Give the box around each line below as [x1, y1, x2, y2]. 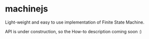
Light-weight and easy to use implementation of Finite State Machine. [5, 19, 145, 25]
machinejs [5, 3, 48, 14]
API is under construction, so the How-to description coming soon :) [5, 28, 142, 34]
